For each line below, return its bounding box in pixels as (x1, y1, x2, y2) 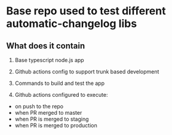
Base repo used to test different (6, 4, 166, 18)
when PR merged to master (14, 109, 82, 116)
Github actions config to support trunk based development (14, 68, 159, 75)
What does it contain (6, 41, 85, 51)
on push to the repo (14, 103, 64, 110)
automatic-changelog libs (6, 17, 137, 30)
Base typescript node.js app (14, 57, 85, 63)
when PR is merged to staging (14, 115, 89, 122)
